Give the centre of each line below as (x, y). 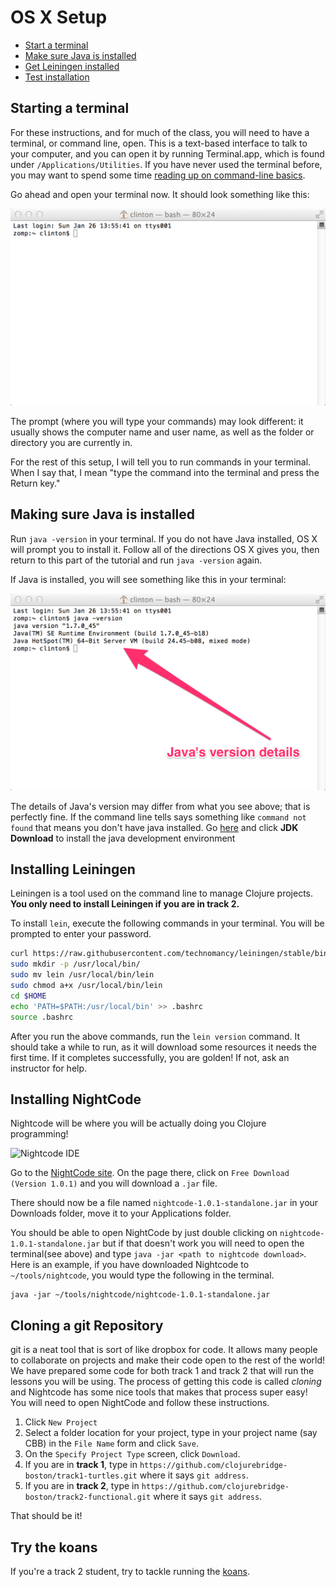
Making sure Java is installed (103, 514)
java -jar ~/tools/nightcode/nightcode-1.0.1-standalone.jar (140, 1295)
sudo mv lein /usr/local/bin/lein (82, 975)
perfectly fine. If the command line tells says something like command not (158, 817)
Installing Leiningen (73, 869)
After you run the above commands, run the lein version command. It (155, 1036)
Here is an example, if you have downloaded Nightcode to (130, 1265)
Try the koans (54, 1547)
